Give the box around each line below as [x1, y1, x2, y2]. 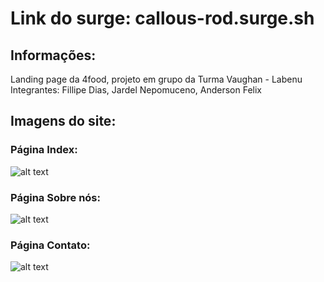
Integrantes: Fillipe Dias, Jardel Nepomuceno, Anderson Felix [10, 84, 263, 96]
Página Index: [10, 143, 78, 157]
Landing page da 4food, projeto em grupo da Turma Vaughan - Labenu [10, 73, 303, 85]
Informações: [10, 47, 97, 64]
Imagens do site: [10, 113, 117, 130]
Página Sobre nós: [10, 190, 101, 204]
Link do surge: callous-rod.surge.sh [10, 7, 315, 30]
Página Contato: [10, 238, 91, 252]
